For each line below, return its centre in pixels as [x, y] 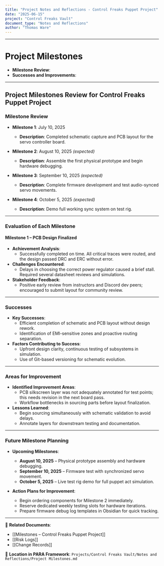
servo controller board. [42, 141]
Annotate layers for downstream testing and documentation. [80, 424]
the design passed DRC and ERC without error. [66, 259]
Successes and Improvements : [44, 75]
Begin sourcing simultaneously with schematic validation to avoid [85, 413]
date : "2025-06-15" [25, 14]
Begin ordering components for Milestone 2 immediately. [77, 500]
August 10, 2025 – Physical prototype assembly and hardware [82, 461]
